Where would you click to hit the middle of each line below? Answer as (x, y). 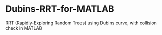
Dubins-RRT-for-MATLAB (60, 9)
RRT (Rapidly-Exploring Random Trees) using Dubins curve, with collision (81, 23)
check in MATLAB (24, 28)
